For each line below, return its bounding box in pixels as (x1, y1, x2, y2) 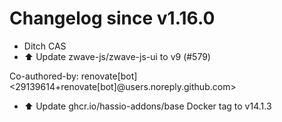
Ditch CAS (23, 40, 67, 52)
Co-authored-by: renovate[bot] (9, 70, 138, 82)
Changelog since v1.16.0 (9, 7, 216, 30)
